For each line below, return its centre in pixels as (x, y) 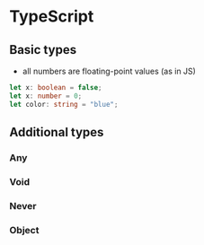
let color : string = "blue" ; (64, 104)
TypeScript (52, 17)
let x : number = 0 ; (46, 96)
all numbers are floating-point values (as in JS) (109, 71)
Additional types (57, 132)
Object (24, 230)
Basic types (43, 50)
